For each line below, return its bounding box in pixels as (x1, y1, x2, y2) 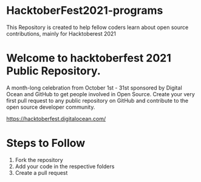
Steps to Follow (6, 137, 86, 150)
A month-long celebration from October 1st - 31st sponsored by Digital (6, 84, 182, 91)
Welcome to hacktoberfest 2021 (6, 51, 172, 65)
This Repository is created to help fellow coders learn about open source (6, 24, 189, 31)
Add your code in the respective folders (15, 163, 115, 170)
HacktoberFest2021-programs (6, 4, 163, 18)
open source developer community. (6, 103, 95, 111)
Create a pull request (15, 169, 68, 176)
